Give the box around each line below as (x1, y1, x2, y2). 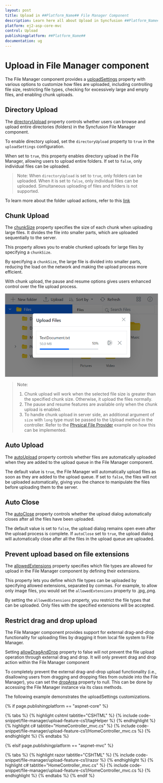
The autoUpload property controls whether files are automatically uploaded (5, 454, 156, 460)
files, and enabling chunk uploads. (5, 91, 74, 97)
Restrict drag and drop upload (5, 616, 98, 625)
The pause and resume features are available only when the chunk (24, 401, 158, 407)
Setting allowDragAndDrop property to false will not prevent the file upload (5, 649, 154, 655)
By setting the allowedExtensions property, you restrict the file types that (5, 597, 150, 603)
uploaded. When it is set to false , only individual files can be (16, 178, 138, 184)
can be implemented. (24, 427, 67, 433)
